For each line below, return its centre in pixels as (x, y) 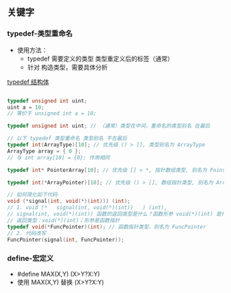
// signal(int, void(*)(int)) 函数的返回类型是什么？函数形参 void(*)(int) (110, 214)
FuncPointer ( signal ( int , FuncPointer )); (66, 239)
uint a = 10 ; (26, 107)
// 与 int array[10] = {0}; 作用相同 (58, 158)
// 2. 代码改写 (27, 233)
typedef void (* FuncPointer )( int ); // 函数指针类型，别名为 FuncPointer (107, 227)
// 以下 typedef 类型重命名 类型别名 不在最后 (67, 139)
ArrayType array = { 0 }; (44, 151)
